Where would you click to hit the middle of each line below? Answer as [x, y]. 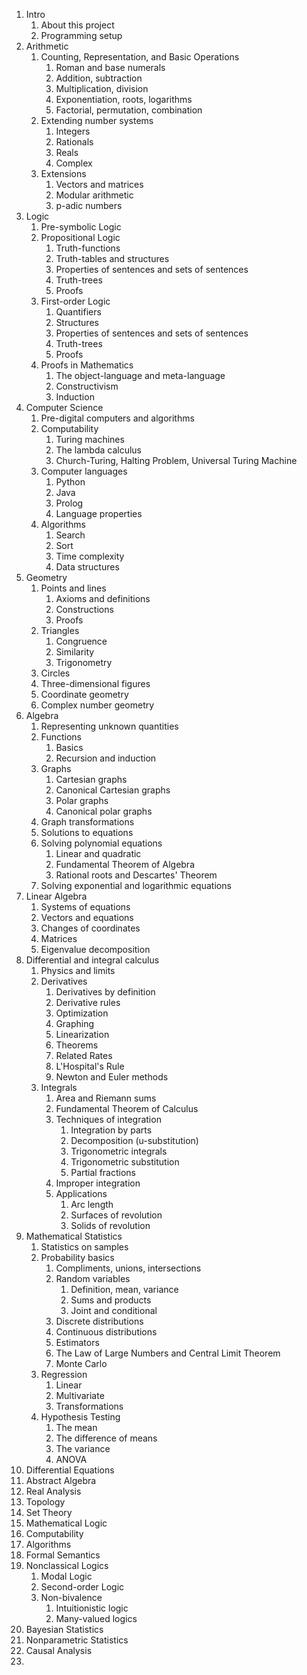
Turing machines [90, 439]
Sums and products [111, 1300]
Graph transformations [87, 822]
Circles [55, 673]
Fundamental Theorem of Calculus [127, 1108]
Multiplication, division [102, 88]
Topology [45, 1502]
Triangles [60, 630]
